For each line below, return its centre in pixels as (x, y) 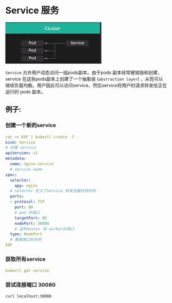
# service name (26, 169)
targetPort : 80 (31, 218)
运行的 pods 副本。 (25, 92)
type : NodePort (26, 234)
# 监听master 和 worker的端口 (44, 229)
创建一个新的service (31, 125)
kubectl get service (27, 271)
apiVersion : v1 (22, 153)
